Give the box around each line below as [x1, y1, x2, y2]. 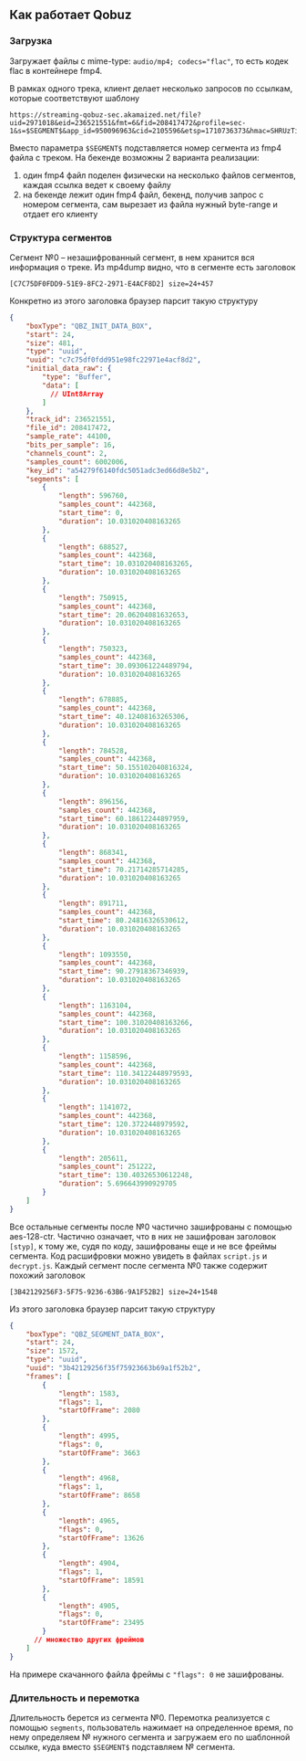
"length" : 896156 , [57, 796, 128, 807]
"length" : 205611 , [57, 1154, 128, 1163]
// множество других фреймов [33, 1635, 145, 1645]
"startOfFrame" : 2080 [57, 1406, 141, 1415]
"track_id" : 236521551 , [25, 415, 117, 424]
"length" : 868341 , [57, 849, 128, 858]
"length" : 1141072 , [57, 1102, 132, 1112]
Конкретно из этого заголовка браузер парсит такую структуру [9, 295, 259, 306]
